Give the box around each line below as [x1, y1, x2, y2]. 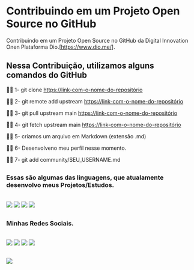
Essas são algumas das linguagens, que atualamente [6, 173, 164, 182]
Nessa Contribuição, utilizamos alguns [6, 61, 154, 71]
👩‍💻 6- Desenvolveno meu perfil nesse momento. [6, 144, 127, 152]
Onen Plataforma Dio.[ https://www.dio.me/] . [6, 43, 115, 51]
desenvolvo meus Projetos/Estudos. [6, 181, 115, 189]
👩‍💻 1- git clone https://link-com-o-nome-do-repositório [6, 86, 143, 93]
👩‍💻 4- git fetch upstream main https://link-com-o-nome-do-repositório [6, 121, 181, 128]
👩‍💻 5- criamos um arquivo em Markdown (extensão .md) [6, 132, 147, 140]
